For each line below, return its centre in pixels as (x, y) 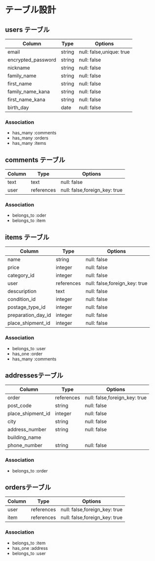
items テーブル (27, 237)
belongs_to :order (30, 471)
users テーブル (27, 30)
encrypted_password (32, 60)
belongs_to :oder (29, 215)
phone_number (25, 446)
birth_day (18, 107)
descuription (22, 292)
